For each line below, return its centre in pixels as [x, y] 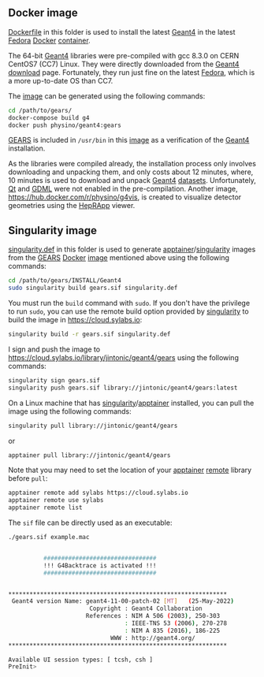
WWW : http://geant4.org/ [152, 638]
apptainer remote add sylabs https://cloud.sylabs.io [99, 493]
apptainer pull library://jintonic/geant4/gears [89, 455]
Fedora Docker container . [49, 40]
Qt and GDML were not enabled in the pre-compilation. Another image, [123, 189]
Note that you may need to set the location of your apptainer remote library [130, 470]
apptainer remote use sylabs [56, 500]
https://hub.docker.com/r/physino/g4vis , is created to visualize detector [125, 197]
